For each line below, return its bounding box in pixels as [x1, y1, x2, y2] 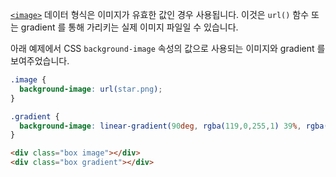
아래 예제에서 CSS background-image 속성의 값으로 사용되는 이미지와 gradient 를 [10, 43, 326, 54]
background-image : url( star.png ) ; [19, 84, 163, 94]
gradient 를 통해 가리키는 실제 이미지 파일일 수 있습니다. [20, 21, 239, 33]
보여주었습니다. [10, 55, 70, 67]
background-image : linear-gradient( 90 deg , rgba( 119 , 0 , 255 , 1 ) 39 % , [19, 121, 302, 131]
